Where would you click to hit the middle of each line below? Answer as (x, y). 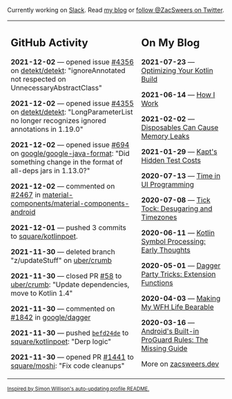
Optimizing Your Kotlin (177, 70)
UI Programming (168, 184)
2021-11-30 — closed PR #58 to (66, 275)
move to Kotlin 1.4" (42, 293)
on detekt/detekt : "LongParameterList (72, 112)
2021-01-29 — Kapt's (179, 151)
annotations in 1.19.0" (47, 129)
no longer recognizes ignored (58, 120)
